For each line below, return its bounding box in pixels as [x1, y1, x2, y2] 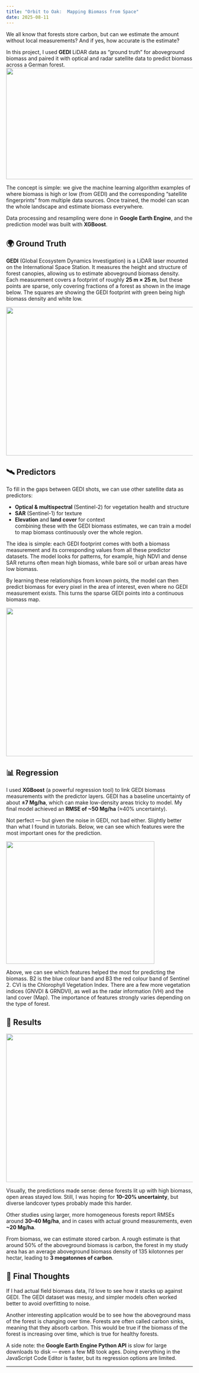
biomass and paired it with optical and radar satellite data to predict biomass [6, 55, 192, 62]
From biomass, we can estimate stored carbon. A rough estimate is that [6, 1235, 181, 1242]
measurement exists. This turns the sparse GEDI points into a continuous [6, 589, 184, 597]
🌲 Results [6, 1017, 41, 1028]
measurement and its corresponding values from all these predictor [6, 547, 171, 554]
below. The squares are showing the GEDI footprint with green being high [6, 289, 185, 296]
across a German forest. [6, 61, 65, 68]
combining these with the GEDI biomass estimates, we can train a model [14, 522, 191, 529]
